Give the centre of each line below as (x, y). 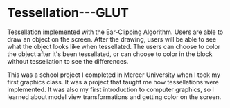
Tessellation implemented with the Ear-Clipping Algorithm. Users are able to (115, 32)
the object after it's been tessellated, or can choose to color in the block (110, 54)
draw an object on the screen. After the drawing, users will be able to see (112, 39)
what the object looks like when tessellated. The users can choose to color (114, 46)
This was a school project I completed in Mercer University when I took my (114, 75)
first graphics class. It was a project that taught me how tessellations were (113, 82)
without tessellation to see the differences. (68, 61)
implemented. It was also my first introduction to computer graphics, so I (111, 89)
